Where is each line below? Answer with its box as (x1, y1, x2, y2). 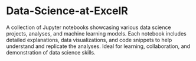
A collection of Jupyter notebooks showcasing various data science (6, 24, 171, 31)
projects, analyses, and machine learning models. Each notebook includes (6, 30, 187, 37)
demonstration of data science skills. (6, 49, 96, 56)
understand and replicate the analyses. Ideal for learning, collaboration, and (6, 43, 191, 50)
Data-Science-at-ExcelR (6, 4, 128, 18)
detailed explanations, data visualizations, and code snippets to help (6, 36, 172, 43)
